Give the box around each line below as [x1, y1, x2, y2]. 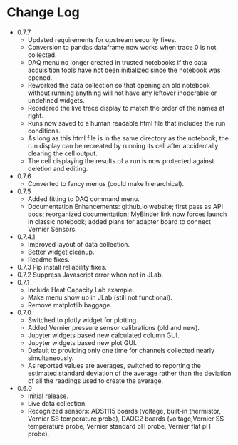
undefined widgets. [27, 96, 85, 104]
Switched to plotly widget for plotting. [27, 315, 138, 324]
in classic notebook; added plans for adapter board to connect [27, 217, 212, 225]
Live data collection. [27, 399, 87, 407]
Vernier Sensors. [27, 225, 78, 233]
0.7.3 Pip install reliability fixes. [16, 262, 108, 271]
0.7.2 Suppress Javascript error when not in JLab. [16, 270, 164, 279]
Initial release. [27, 392, 69, 400]
